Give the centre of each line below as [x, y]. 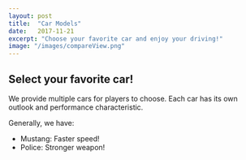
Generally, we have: [41, 123]
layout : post [30, 16]
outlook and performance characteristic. [76, 107]
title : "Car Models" [45, 24]
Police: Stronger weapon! [63, 147]
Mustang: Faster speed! [60, 138]
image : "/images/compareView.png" [67, 46]
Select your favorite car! [71, 79]
